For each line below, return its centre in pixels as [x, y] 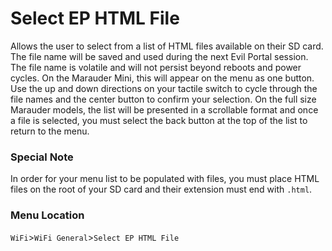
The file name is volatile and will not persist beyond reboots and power [156, 67]
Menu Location [47, 215]
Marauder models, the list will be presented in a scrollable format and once [164, 109]
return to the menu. [50, 131]
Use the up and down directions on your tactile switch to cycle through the [164, 88]
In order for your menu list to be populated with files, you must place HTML [165, 179]
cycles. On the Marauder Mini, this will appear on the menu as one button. [162, 78]
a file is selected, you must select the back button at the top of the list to [159, 120]
